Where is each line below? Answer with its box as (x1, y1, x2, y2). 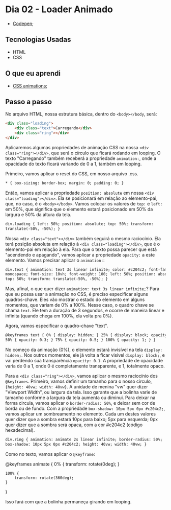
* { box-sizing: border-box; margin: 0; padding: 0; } (5, 180, 124, 186)
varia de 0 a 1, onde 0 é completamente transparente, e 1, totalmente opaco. (5, 363, 165, 369)
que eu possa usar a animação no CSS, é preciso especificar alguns (5, 291, 149, 297)
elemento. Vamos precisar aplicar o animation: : (5, 257, 105, 263)
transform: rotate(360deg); (14, 475, 74, 480)
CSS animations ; (12, 83, 47, 89)
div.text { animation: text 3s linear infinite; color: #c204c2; (5, 267, 147, 272)
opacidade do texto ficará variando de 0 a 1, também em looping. (5, 160, 142, 167)
